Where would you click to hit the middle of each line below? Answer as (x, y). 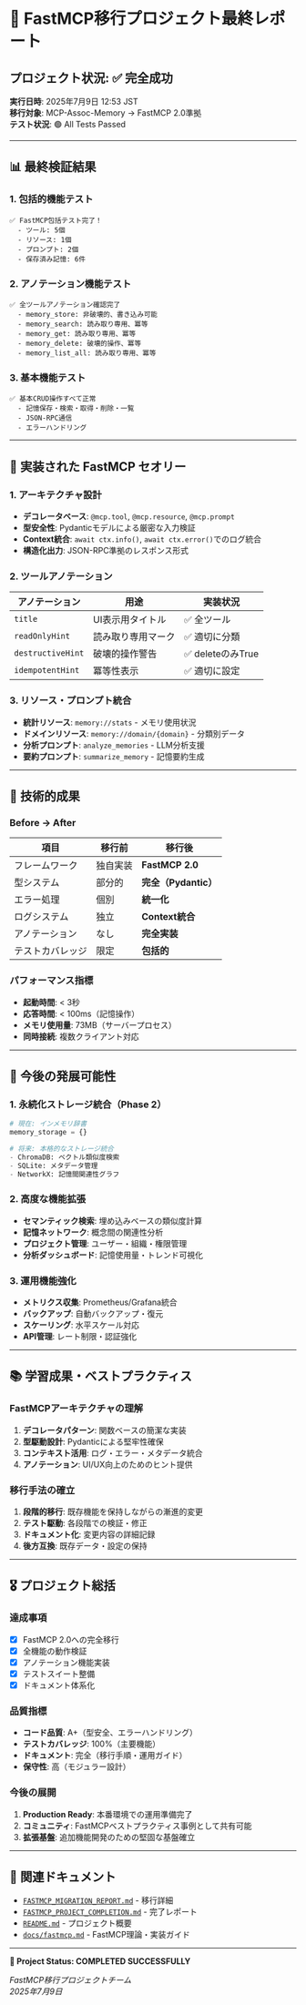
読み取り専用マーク (134, 636)
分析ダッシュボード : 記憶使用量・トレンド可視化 (112, 1255)
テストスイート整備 (59, 1674)
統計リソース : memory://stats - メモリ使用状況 (109, 722)
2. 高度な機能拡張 (48, 1199)
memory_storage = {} (49, 1133)
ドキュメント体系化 (59, 1685)
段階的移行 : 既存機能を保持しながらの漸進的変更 (112, 1511)
